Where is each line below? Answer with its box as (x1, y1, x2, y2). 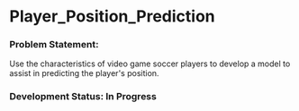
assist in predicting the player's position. (9, 68, 159, 79)
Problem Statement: (9, 38, 99, 51)
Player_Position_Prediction (9, 6, 215, 27)
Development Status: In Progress (9, 90, 158, 103)
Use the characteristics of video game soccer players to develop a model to (9, 58, 291, 69)
